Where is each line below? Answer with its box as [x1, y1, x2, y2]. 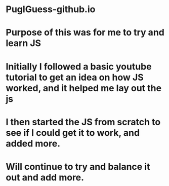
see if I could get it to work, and [6, 127, 140, 138]
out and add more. [6, 171, 85, 183]
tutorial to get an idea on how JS [6, 71, 144, 83]
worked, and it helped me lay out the [6, 82, 161, 94]
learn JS [6, 38, 41, 49]
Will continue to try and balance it [6, 161, 150, 172]
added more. [6, 138, 60, 149]
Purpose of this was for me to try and [6, 27, 165, 39]
